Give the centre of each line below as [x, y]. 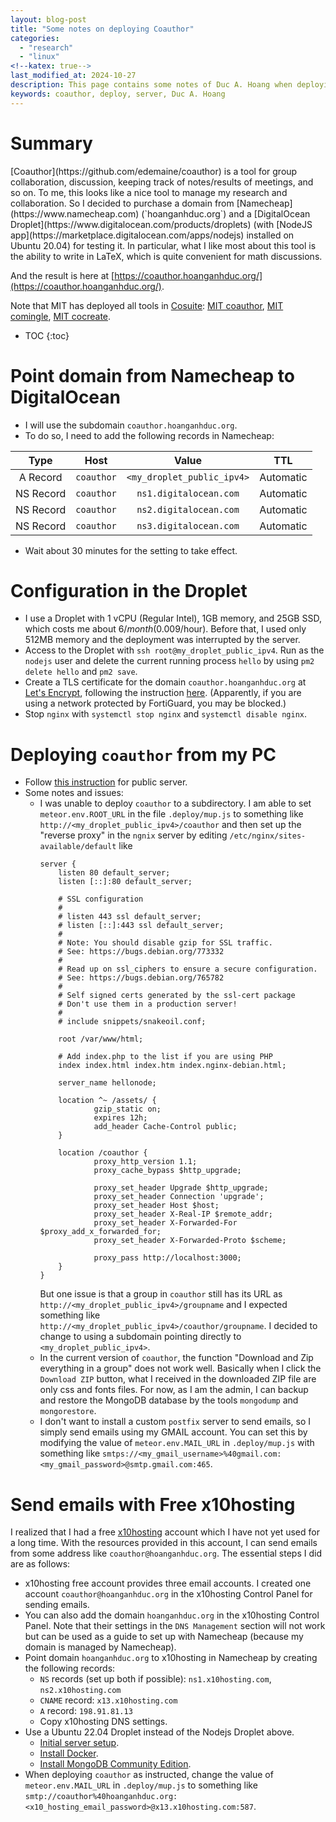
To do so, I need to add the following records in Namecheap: [149, 435]
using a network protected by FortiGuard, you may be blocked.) [155, 703]
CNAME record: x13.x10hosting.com [108, 1700]
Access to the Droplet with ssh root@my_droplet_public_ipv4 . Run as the [174, 650]
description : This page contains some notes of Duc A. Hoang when [151, 85]
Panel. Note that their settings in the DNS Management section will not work [175, 1626]
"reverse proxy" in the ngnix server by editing [133, 835]
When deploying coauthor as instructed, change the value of [149, 1775]
